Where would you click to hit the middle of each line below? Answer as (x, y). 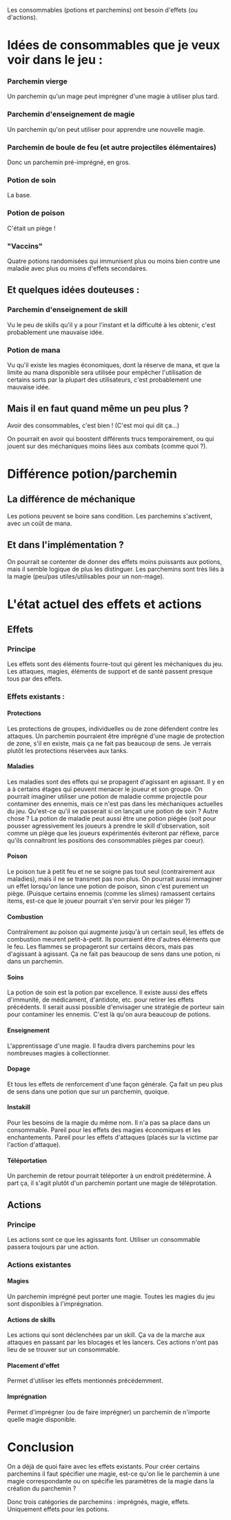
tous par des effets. (35, 679)
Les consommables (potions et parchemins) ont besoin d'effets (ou (102, 10)
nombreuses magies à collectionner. (59, 1053)
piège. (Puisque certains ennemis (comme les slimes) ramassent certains (111, 893)
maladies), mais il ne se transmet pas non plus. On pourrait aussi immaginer (115, 879)
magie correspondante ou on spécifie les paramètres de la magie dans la (111, 1481)
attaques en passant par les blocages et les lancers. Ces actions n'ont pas (113, 1343)
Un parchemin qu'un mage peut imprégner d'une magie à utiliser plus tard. (113, 97)
